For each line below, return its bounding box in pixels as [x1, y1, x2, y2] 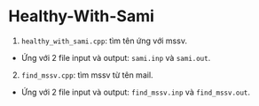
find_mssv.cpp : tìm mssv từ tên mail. [20, 69, 153, 80]
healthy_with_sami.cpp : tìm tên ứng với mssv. [20, 35, 188, 46]
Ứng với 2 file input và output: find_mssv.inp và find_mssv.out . [20, 87, 250, 97]
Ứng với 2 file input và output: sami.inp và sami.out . [20, 52, 211, 63]
